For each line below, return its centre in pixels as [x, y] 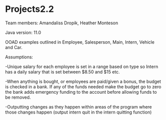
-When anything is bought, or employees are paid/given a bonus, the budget [83, 81]
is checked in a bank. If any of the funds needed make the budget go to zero [83, 87]
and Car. [14, 47]
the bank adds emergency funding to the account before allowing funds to [81, 92]
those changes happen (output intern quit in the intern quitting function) [79, 112]
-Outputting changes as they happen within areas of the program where [79, 107]
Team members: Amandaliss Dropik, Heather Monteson [62, 23]
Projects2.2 [30, 9]
